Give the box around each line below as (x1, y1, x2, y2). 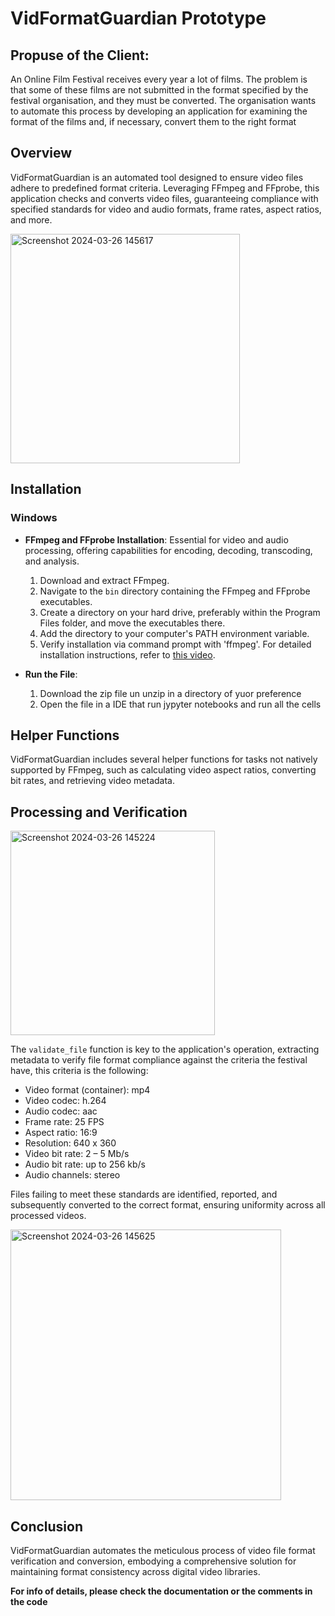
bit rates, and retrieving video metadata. (10, 775, 175, 787)
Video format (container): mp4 (24, 1084, 151, 1096)
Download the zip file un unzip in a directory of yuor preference (39, 687, 302, 699)
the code (10, 1595, 48, 1607)
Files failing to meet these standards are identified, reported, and (10, 1188, 278, 1201)
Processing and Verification (10, 803, 188, 821)
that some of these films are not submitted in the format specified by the (10, 84, 309, 96)
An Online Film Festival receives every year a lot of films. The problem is (10, 73, 308, 85)
